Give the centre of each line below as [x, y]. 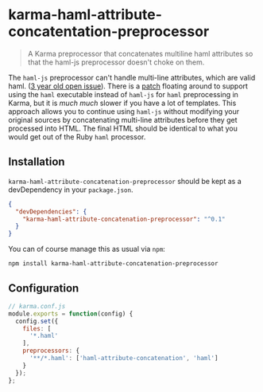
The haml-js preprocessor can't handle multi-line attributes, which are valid [132, 77]
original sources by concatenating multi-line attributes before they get [123, 120]
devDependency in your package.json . [71, 190]
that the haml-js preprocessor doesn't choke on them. [116, 62]
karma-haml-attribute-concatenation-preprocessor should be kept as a [125, 181]
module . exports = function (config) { [71, 314]
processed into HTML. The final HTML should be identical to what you [123, 128]
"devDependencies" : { [51, 212]
